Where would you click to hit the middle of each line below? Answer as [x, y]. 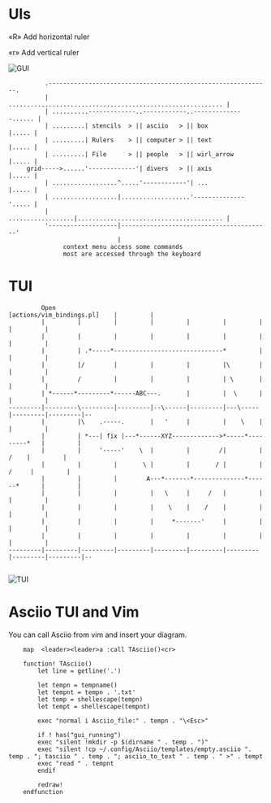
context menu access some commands [123, 247]
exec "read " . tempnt [76, 763]
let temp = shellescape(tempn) [90, 699]
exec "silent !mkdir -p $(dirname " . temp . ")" [123, 742]
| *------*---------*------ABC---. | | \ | [152, 393]
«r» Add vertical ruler [44, 52]
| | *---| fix [79, 436]
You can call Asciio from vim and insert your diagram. [98, 635]
